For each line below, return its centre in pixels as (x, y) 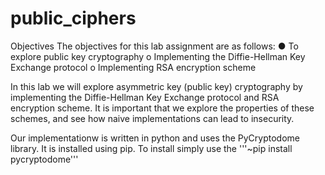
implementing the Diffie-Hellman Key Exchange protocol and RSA (145, 97)
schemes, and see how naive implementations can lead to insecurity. (152, 118)
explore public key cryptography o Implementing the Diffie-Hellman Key (158, 56)
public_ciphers (73, 18)
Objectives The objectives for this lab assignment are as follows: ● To (154, 46)
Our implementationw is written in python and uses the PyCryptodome (155, 138)
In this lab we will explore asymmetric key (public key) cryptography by (156, 86)
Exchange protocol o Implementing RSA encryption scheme (133, 67)
